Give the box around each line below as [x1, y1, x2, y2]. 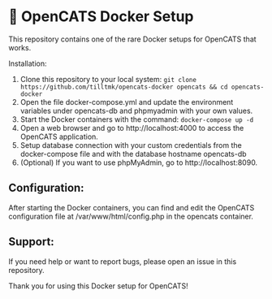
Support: [8, 235, 54, 249]
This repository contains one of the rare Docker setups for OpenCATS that [8, 34, 257, 44]
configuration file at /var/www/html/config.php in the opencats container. [8, 211, 254, 221]
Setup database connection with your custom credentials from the [19, 140, 242, 149]
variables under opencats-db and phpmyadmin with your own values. [19, 106, 253, 115]
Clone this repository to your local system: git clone [19, 74, 197, 84]
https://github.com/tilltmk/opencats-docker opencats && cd [19, 83, 228, 91]
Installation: [8, 58, 47, 68]
